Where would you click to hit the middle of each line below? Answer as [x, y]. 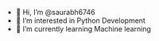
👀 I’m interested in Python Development [80, 20]
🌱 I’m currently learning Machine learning [83, 29]
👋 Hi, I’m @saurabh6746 [55, 12]
